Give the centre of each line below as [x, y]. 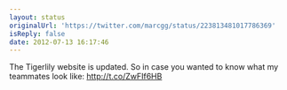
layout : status [37, 17]
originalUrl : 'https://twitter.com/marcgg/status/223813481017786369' [143, 26]
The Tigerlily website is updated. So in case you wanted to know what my [144, 67]
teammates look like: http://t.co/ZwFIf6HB [86, 77]
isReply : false [37, 34]
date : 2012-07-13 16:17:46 [59, 42]
